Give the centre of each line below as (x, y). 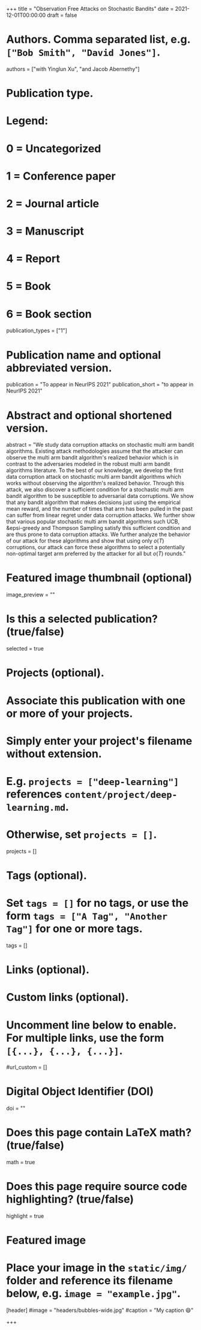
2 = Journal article (53, 203)
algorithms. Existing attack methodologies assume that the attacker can (95, 451)
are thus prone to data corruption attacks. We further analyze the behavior (98, 534)
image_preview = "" (31, 595)
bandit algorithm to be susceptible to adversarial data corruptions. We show (100, 496)
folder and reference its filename (89, 1281)
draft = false (62, 15)
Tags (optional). (46, 875)
